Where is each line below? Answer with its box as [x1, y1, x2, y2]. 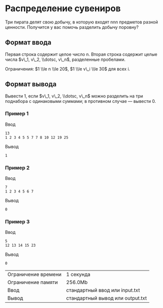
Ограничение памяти [7, 279, 58, 286]
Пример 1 [5, 110, 29, 117]
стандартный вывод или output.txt [66, 295, 147, 302]
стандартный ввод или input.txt [66, 287, 140, 294]
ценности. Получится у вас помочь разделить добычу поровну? [5, 24, 139, 30]
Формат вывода [5, 80, 57, 88]
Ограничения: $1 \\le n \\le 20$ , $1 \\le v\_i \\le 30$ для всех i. [5, 66, 130, 72]
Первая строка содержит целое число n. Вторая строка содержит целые [5, 51, 158, 57]
